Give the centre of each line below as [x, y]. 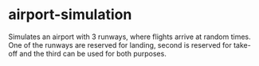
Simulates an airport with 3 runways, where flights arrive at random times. [129, 37]
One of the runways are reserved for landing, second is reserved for [120, 45]
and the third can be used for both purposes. [93, 53]
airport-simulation [70, 15]
